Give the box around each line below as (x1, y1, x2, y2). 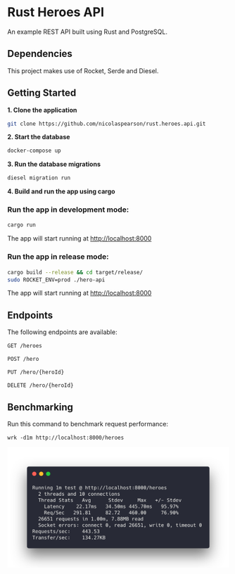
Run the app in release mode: (7, 252, 109, 262)
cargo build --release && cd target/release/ (7, 269, 143, 276)
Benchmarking (7, 401, 74, 413)
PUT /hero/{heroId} (7, 369, 65, 376)
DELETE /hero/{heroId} (7, 382, 74, 389)
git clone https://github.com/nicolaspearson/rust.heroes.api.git (7, 120, 206, 127)
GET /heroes (7, 343, 42, 350)
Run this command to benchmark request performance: (7, 420, 169, 428)
